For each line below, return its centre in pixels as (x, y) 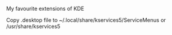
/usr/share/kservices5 (34, 26)
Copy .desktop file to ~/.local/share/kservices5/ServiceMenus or (86, 20)
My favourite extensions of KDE (45, 9)
